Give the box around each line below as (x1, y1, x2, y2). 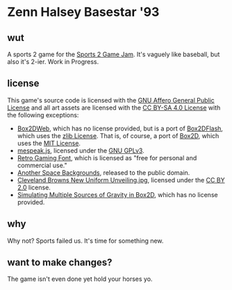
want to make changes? (7, 257, 113, 268)
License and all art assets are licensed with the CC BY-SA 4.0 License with (7, 103, 221, 112)
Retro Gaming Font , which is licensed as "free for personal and (17, 153, 197, 162)
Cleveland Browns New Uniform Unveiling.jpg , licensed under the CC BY (17, 176, 225, 184)
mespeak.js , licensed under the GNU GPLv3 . (17, 146, 144, 155)
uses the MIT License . (17, 139, 81, 147)
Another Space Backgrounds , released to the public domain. (17, 168, 190, 177)
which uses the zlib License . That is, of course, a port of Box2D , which (17, 131, 219, 139)
